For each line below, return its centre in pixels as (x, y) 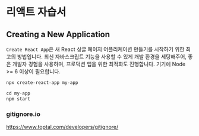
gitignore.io (23, 114)
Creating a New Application (58, 34)
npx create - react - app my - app (42, 83)
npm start (18, 99)
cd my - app (18, 93)
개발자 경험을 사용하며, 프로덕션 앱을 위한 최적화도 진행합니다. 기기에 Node (99, 64)
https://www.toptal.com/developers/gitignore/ (62, 127)
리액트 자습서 (36, 12)
